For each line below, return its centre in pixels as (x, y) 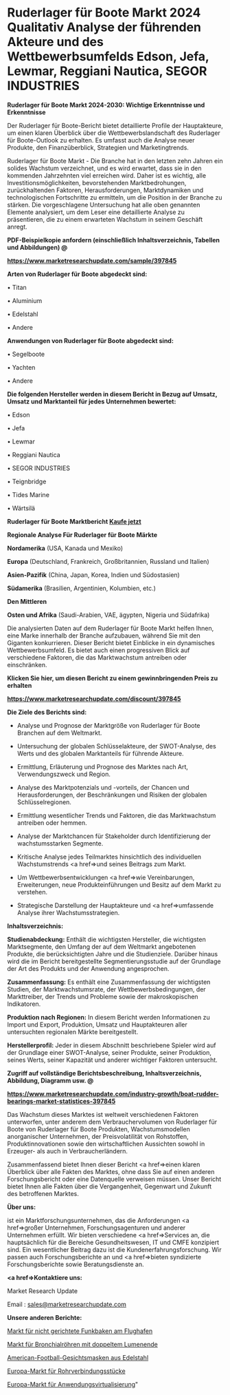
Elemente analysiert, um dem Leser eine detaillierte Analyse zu (96, 212)
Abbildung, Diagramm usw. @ (50, 1080)
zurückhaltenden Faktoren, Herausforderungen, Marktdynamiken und (105, 190)
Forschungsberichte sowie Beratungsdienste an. (76, 1264)
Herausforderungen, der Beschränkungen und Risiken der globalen (112, 795)
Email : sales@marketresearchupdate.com (67, 1304)
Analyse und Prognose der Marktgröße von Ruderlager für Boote (108, 725)
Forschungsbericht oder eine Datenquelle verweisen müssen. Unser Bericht (114, 1179)
